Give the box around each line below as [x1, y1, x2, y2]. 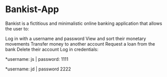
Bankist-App [5, 4, 59, 15]
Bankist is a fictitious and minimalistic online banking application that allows [5, 20, 162, 26]
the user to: [5, 25, 29, 31]
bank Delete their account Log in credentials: [5, 46, 99, 52]
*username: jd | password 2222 [5, 66, 72, 72]
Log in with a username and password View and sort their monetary [5, 35, 146, 42]
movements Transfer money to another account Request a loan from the [5, 41, 155, 47]
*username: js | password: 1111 [5, 56, 69, 62]
